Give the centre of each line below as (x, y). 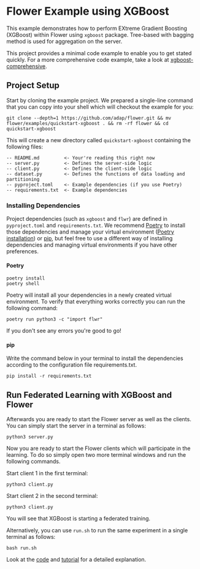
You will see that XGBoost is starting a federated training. (79, 519)
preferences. (22, 251)
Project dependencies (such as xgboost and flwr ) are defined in (87, 219)
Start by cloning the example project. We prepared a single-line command (100, 100)
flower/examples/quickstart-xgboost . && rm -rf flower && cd (87, 123)
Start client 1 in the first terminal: (47, 473)
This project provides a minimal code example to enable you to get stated (99, 53)
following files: (25, 147)
